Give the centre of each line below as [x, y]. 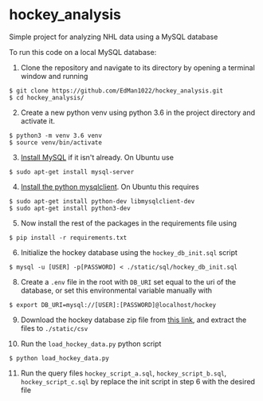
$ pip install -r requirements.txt [68, 238]
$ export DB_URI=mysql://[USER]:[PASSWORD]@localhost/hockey [113, 305]
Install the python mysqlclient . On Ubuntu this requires [110, 187]
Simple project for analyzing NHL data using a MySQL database [114, 37]
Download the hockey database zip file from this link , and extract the [133, 320]
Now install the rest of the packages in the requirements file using [129, 223]
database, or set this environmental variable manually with [116, 290]
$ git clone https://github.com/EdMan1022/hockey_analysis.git [116, 90]
